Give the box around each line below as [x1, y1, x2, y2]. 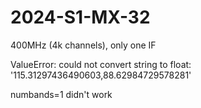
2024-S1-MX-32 [10, 6, 151, 29]
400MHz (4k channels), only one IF [10, 39, 157, 51]
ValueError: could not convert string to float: [10, 58, 192, 70]
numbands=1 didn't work [10, 88, 113, 100]
